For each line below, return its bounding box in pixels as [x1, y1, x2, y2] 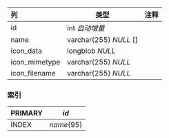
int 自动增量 [66, 23, 105, 33]
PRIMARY [10, 108, 43, 118]
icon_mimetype [10, 58, 61, 67]
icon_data [10, 46, 43, 56]
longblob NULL [66, 46, 116, 56]
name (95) [49, 120, 83, 130]
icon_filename [10, 69, 57, 78]
